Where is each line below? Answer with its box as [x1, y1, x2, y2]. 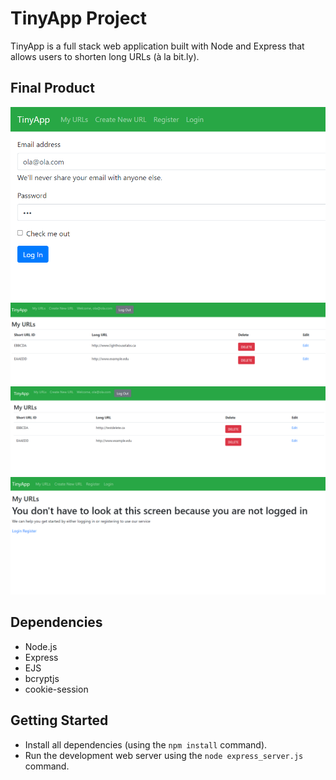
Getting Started [10, 712, 109, 729]
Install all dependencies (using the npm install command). [24, 738, 268, 751]
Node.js [24, 640, 58, 652]
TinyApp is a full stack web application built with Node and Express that [10, 40, 305, 52]
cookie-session [24, 683, 89, 695]
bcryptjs [24, 672, 60, 684]
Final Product [10, 80, 95, 97]
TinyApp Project [10, 7, 148, 30]
